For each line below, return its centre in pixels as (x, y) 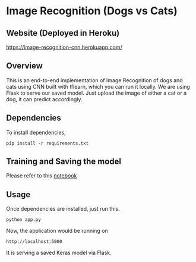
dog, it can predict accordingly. (44, 99)
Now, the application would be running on (57, 231)
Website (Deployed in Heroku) (63, 33)
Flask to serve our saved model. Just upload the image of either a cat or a (97, 93)
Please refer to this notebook (42, 176)
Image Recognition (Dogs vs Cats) (92, 11)
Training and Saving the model (64, 162)
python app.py (24, 220)
